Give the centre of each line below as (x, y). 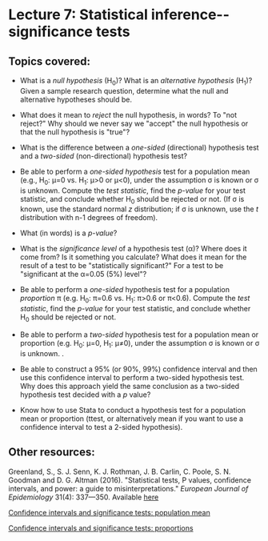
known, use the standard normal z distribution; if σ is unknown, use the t (139, 209)
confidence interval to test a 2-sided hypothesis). (101, 427)
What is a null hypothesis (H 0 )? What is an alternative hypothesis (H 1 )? (136, 82)
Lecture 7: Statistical (78, 15)
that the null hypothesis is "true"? (75, 132)
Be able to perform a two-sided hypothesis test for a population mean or (139, 335)
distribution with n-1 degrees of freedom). (89, 218)
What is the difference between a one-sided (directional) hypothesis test (139, 147)
